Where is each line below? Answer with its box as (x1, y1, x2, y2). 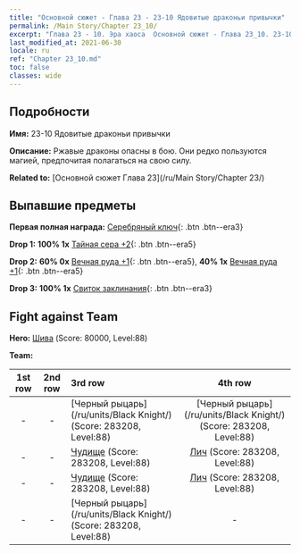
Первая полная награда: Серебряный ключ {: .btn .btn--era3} (9, 222, 244, 232)
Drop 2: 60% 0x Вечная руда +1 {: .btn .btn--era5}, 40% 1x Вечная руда (9, 256, 278, 267)
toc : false (9, 63, 50, 72)
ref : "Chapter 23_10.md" (9, 55, 102, 63)
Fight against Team (9, 309, 119, 324)
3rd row (71, 377, 105, 390)
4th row (217, 377, 252, 390)
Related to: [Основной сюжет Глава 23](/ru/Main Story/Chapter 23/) (9, 172, 265, 183)
